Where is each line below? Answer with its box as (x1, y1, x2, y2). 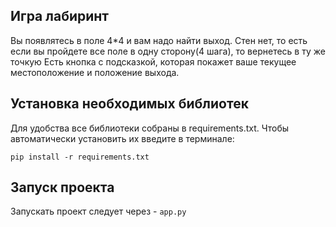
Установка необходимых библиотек (10, 95, 249, 113)
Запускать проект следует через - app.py (10, 205, 187, 218)
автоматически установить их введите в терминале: (10, 132, 235, 144)
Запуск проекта (10, 179, 115, 196)
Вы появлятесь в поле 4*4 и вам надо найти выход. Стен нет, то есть (10, 34, 308, 46)
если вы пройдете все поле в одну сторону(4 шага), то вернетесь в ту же (10, 45, 326, 57)
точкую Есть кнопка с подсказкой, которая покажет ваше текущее (10, 55, 297, 68)
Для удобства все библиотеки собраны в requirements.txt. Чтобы (10, 122, 290, 134)
